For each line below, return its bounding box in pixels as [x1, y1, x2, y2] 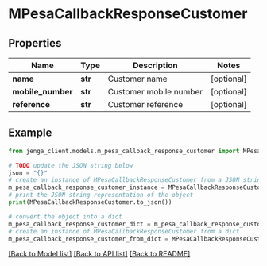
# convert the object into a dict [8, 212, 123, 221]
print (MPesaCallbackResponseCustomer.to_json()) [8, 199, 172, 206]
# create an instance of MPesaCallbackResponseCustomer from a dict [8, 227, 240, 235]
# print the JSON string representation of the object [8, 191, 194, 199]
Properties [8, 37, 62, 50]
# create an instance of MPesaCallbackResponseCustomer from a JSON [8, 176, 240, 184]
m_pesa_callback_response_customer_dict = [8, 220, 151, 228]
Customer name [107, 73, 168, 84]
